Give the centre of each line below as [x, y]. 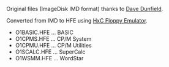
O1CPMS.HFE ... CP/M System [53, 39]
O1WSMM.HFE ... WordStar [49, 58]
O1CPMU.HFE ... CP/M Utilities [53, 45]
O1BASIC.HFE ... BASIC [44, 32]
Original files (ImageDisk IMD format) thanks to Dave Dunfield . [85, 9]
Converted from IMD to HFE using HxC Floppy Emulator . [77, 20]
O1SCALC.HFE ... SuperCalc [50, 52]
